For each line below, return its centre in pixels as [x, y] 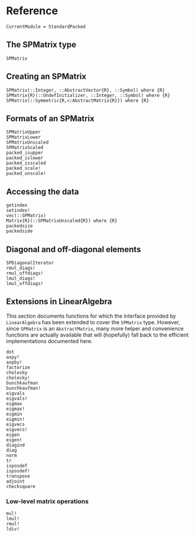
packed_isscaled [26, 163]
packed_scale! [24, 169]
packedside [19, 231]
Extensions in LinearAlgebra [59, 302]
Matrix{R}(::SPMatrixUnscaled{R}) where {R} [62, 221]
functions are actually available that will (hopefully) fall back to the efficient [97, 335]
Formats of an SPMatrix [50, 119]
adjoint [16, 481]
